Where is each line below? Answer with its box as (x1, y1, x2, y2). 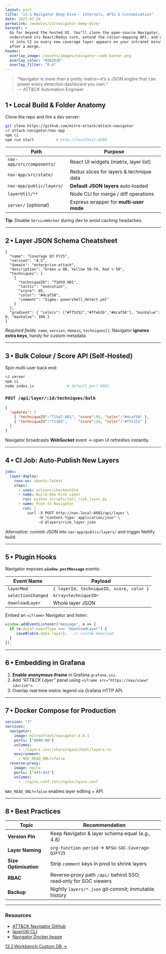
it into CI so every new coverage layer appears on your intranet (9, 40, 149, 44)
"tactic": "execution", (18, 284, 68, 289)
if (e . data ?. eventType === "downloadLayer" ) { (9, 626, 107, 632)
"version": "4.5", (9, 258, 48, 263)
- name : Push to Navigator (18, 501, 74, 507)
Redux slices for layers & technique (70, 169, 152, 175)
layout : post (5, 7, 32, 12)
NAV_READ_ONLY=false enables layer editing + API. (5, 788, 105, 794)
